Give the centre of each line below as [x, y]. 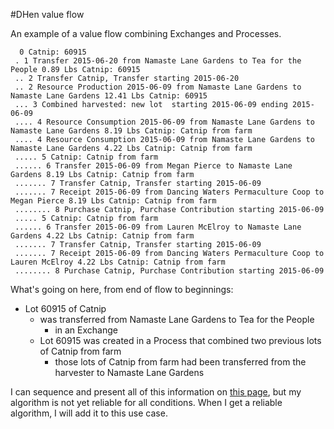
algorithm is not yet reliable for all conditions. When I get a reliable [146, 402]
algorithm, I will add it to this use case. [89, 413]
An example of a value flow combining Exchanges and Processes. [146, 33]
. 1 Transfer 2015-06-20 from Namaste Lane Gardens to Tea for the [158, 61]
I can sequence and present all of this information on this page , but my [156, 392]
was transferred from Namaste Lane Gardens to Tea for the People [177, 319]
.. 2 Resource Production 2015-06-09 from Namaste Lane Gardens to [158, 87]
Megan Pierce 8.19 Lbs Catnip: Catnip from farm [113, 201]
